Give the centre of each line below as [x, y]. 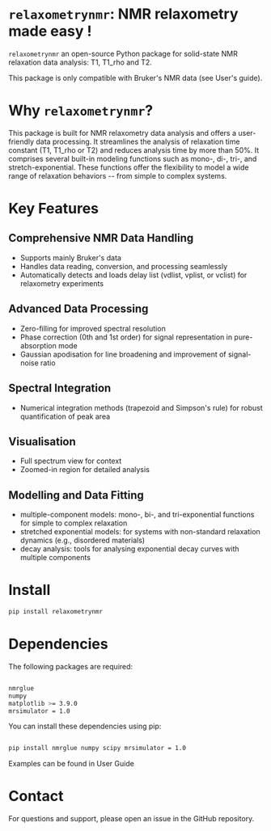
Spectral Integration [60, 388]
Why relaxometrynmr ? [81, 111]
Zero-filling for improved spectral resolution [93, 328]
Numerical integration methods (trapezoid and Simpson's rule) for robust [141, 407]
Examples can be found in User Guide [72, 764]
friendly [21, 141]
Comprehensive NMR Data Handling [101, 238]
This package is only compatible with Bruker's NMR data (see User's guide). [135, 78]
